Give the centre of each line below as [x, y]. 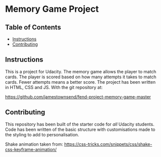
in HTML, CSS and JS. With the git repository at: [54, 87]
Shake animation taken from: [34, 144]
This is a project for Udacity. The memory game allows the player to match [81, 71]
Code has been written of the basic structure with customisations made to [80, 129]
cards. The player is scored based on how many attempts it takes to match [81, 77]
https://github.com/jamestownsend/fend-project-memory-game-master [78, 96]
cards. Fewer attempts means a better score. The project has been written [80, 82]
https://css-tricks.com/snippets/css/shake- [108, 144]
